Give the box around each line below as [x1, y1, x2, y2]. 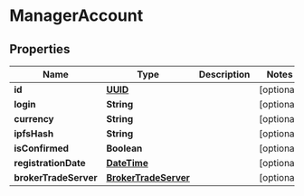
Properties [9, 42, 71, 57]
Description [198, 69, 251, 80]
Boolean [106, 142, 143, 154]
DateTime [106, 157, 149, 169]
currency [14, 113, 54, 125]
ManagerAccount [9, 5, 144, 26]
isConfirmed [14, 142, 70, 154]
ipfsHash [14, 127, 54, 140]
